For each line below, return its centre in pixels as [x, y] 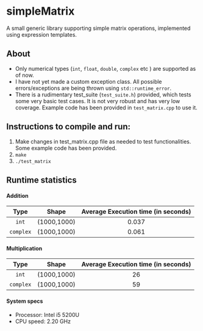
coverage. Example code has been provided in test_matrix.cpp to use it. [106, 107]
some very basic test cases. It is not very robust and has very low [98, 101]
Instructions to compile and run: [69, 127]
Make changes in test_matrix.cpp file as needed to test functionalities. [103, 141]
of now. [25, 75]
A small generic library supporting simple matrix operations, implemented [98, 28]
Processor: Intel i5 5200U [47, 315]
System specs [25, 301]
